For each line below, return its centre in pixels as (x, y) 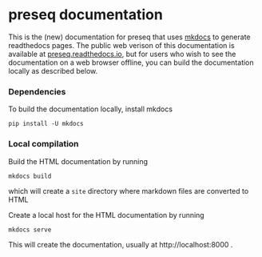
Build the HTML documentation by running (78, 161)
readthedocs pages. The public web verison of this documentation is (121, 45)
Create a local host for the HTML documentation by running (107, 215)
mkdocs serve (30, 230)
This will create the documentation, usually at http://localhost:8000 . (121, 244)
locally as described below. (53, 70)
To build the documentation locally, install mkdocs (91, 109)
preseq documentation (86, 15)
